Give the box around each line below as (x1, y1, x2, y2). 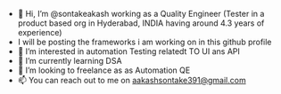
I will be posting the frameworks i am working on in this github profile (17, 36, 272, 47)
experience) (17, 27, 62, 37)
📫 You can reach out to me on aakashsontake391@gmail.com (17, 75, 247, 85)
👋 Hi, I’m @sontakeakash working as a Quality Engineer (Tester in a (17, 9, 265, 19)
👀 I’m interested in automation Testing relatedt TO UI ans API (17, 46, 241, 57)
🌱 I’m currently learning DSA (17, 56, 122, 66)
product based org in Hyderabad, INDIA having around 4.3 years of (17, 18, 265, 28)
